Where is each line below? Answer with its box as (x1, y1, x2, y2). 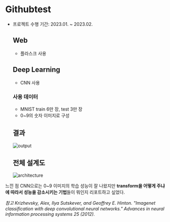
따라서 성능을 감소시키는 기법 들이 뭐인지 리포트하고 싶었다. (10, 189, 125, 196)
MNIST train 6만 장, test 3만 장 (20, 106, 83, 112)
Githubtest (5, 4, 52, 15)
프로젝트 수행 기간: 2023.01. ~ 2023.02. (12, 21, 93, 27)
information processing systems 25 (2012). (5, 211, 95, 217)
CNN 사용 (20, 79, 40, 86)
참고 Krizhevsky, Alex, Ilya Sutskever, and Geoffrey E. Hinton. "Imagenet (5, 200, 156, 206)
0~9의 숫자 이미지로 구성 (20, 112, 70, 118)
